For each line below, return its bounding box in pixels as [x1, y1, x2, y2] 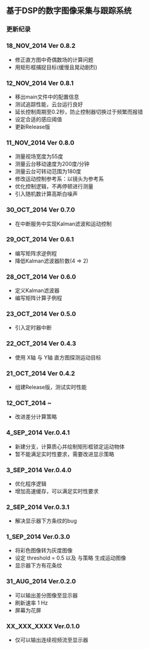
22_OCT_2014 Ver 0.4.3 [6, 339, 76, 348]
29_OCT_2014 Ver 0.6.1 [6, 236, 74, 244]
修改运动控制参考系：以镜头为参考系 [14, 176, 104, 183]
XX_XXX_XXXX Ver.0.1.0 [6, 622, 80, 630]
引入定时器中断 [14, 324, 52, 331]
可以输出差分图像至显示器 [14, 591, 78, 599]
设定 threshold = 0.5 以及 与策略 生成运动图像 [14, 554, 126, 562]
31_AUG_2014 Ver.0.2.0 [6, 577, 76, 585]
